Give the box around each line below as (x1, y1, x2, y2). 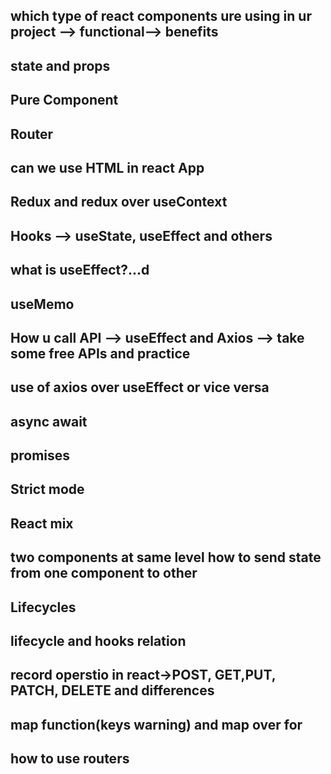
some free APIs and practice (10, 345, 191, 362)
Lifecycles (10, 599, 77, 616)
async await (10, 413, 88, 430)
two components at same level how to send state (10, 549, 322, 566)
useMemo (10, 295, 75, 313)
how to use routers (10, 750, 130, 768)
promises (10, 447, 71, 464)
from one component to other (10, 565, 198, 582)
